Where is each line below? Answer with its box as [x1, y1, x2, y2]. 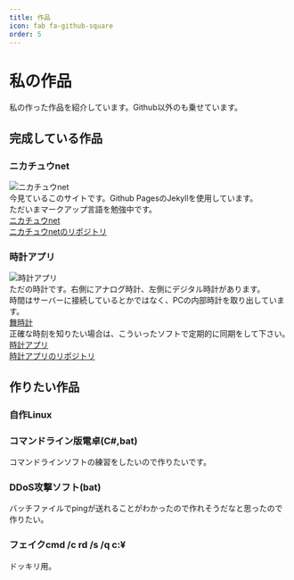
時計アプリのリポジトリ [9, 351, 95, 361]
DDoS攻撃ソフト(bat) [9, 481, 102, 493]
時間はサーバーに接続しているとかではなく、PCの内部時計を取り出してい [9, 295, 278, 306]
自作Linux [9, 408, 53, 420]
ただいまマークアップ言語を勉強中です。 [9, 204, 158, 214]
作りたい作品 [9, 379, 80, 394]
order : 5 [9, 29, 42, 38]
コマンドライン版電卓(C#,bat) [9, 435, 138, 447]
